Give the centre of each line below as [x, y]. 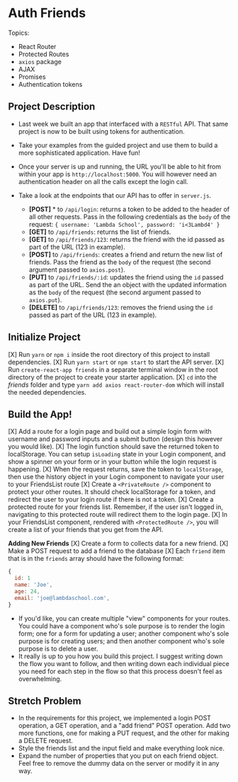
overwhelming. [40, 679]
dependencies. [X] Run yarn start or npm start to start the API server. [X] [116, 362]
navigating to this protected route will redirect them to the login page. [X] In [118, 515]
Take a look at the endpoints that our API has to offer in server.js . [115, 195]
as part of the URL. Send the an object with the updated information [128, 284]
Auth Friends [47, 13]
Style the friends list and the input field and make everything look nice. [121, 749]
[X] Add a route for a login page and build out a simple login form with [110, 432]
